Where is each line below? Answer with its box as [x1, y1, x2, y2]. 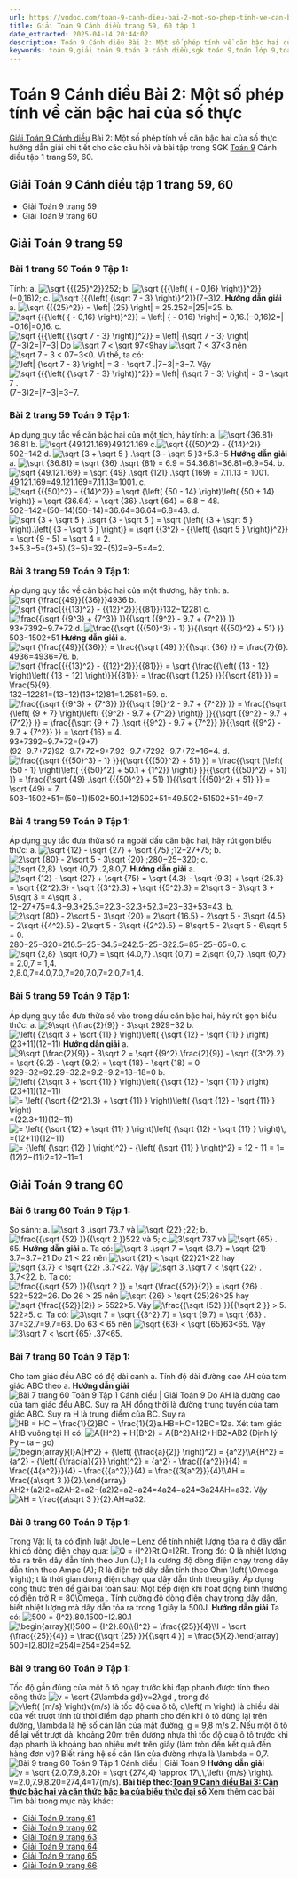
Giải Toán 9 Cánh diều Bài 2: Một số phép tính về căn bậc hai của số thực [9, 132, 278, 143]
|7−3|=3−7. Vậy [154, 358, 211, 369]
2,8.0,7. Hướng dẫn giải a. [101, 863, 196, 874]
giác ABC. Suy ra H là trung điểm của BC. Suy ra [9, 1409, 186, 1419]
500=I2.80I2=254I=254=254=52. [9, 1640, 132, 1650]
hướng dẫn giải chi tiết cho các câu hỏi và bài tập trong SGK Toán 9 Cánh [9, 142, 278, 153]
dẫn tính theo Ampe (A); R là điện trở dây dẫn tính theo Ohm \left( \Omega [9, 1564, 278, 1575]
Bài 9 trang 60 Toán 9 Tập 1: [9, 1662, 131, 1674]
